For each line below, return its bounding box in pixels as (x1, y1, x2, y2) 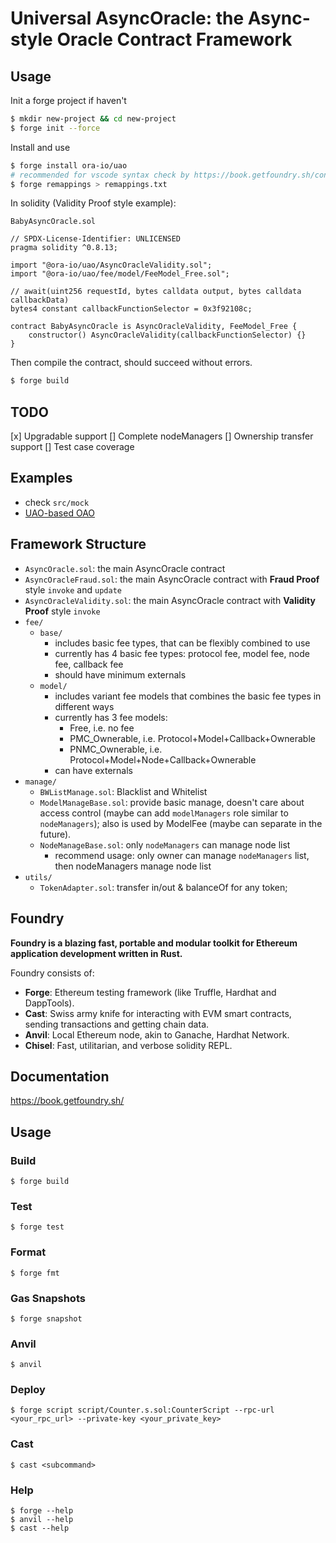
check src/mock (24, 496, 90, 508)
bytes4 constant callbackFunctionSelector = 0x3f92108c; (10, 304, 253, 314)
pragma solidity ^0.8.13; (10, 243, 118, 253)
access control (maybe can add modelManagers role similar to (39, 807, 289, 819)
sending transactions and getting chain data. (24, 1018, 210, 1030)
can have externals (54, 764, 133, 776)
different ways (54, 700, 115, 712)
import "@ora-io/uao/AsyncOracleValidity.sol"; (10, 260, 213, 271)
